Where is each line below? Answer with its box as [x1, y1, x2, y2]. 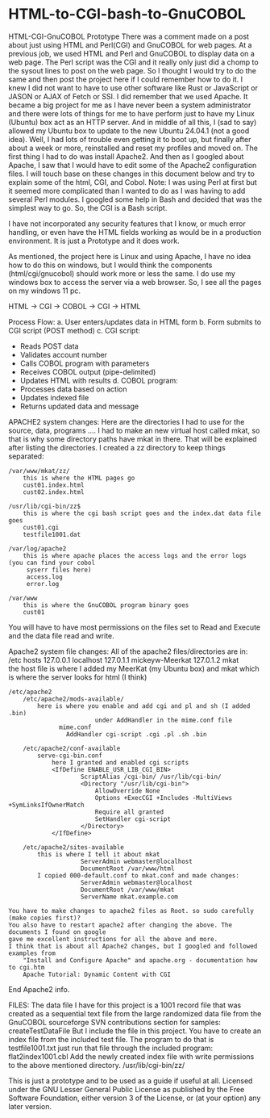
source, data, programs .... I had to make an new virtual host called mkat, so [8, 425, 260, 435]
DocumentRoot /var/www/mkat [80, 886, 175, 894]
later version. [8, 1101, 52, 1111]
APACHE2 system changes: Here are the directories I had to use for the [8, 417, 245, 426]
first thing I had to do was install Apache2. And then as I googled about [8, 151, 244, 161]
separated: [8, 451, 44, 461]
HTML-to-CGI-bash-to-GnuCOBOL [8, 5, 246, 23]
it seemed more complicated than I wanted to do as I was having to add [8, 186, 246, 195]
